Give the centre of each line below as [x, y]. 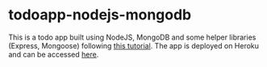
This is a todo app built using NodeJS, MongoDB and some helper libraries [132, 37]
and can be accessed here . [54, 54]
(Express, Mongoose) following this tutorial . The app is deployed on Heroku [134, 45]
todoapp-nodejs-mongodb [100, 15]
